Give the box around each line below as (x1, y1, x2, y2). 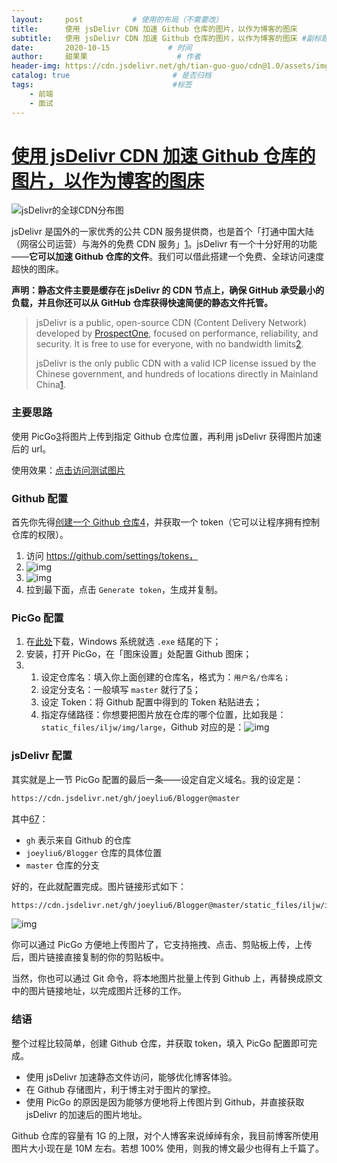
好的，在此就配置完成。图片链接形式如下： (11, 880, 187, 892)
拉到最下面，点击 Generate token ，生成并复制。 (25, 584, 223, 596)
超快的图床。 (11, 263, 64, 275)
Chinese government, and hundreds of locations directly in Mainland (35, 368, 319, 380)
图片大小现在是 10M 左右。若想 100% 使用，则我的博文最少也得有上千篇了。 (11, 1142, 325, 1154)
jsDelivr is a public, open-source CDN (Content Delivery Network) (35, 317, 308, 329)
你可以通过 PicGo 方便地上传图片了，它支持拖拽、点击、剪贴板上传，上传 (11, 939, 313, 951)
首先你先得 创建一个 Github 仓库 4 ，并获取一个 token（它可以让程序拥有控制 (11, 516, 321, 528)
